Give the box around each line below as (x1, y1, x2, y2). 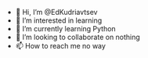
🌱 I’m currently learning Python (15, 24, 116, 33)
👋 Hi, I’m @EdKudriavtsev (15, 8, 98, 16)
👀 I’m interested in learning (15, 16, 103, 25)
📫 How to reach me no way (15, 42, 106, 50)
